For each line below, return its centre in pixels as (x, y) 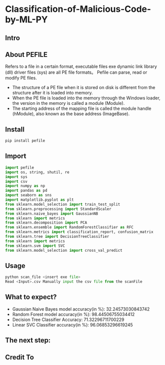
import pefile (20, 167)
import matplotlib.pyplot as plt (40, 200)
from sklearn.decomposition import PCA (46, 223)
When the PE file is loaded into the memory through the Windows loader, (86, 98)
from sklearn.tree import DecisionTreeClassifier (57, 237)
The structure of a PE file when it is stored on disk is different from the (84, 88)
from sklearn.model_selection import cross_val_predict (64, 250)
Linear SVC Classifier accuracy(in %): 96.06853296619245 (73, 324)
